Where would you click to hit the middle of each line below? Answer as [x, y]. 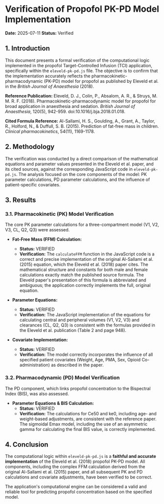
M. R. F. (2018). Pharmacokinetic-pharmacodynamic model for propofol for [81, 101]
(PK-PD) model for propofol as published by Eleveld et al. [101, 81]
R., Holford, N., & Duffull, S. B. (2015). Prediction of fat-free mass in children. [82, 126]
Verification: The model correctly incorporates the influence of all [86, 354]
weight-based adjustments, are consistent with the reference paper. [88, 419]
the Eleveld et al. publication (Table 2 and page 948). [73, 330]
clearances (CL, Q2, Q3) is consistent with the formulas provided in [87, 325]
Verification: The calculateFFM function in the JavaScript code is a [87, 254]
